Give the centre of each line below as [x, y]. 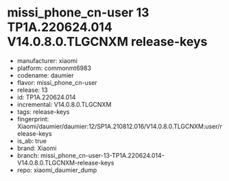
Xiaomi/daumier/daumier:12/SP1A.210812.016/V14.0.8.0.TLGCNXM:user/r [120, 126]
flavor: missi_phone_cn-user [57, 82]
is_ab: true [32, 141]
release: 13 [32, 90]
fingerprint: [33, 119]
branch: [28, 155]
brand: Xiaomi [37, 148]
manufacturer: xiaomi [47, 60]
